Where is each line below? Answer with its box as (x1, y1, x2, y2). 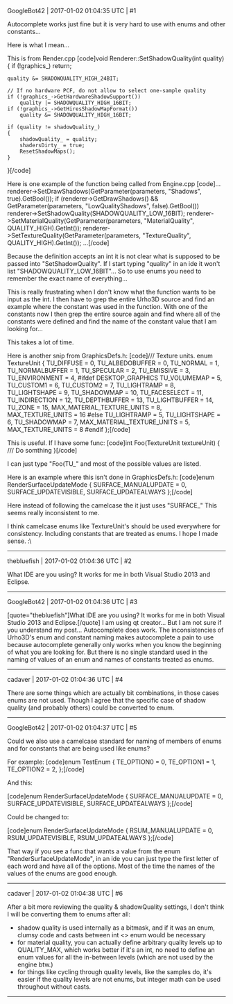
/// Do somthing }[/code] (7, 446, 78, 454)
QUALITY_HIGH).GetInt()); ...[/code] (7, 239, 110, 246)
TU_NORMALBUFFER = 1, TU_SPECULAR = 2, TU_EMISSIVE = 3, (7, 367, 191, 374)
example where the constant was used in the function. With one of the (7, 303, 208, 310)
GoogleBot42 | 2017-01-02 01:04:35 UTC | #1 (7, 7, 137, 15)
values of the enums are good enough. (7, 869, 118, 878)
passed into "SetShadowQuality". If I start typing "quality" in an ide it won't (7, 260, 221, 267)
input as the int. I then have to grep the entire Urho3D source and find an (7, 295, 215, 303)
